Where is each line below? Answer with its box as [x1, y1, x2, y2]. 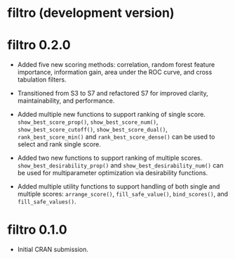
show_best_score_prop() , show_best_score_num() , [17, 118, 159, 126]
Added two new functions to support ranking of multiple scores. [17, 153, 203, 163]
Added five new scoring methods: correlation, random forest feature [17, 61, 215, 69]
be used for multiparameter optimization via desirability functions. [17, 169, 208, 177]
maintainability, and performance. [17, 96, 115, 105]
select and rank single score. [17, 140, 102, 149]
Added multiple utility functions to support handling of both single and [17, 182, 220, 191]
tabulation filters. [17, 75, 67, 84]
